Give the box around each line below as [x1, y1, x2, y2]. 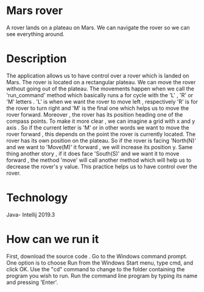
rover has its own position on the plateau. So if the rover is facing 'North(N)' [6, 137, 197, 144]
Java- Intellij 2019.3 [6, 211, 55, 218]
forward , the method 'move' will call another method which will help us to [6, 156, 192, 164]
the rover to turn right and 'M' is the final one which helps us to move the [6, 104, 189, 112]
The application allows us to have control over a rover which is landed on [6, 71, 189, 79]
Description [6, 52, 67, 66]
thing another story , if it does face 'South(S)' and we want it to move [6, 150, 180, 157]
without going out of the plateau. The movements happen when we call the [6, 85, 195, 92]
